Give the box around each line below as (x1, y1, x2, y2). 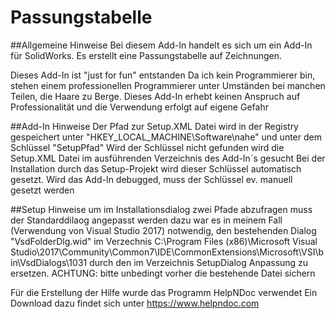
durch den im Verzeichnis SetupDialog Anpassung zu (89, 256, 309, 268)
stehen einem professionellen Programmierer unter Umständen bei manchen (10, 79, 326, 91)
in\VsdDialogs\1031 (10, 256, 88, 268)
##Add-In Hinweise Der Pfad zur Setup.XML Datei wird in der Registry (10, 120, 299, 132)
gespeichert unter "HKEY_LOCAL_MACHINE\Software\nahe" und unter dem (10, 131, 322, 143)
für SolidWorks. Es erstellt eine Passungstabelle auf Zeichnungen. (10, 49, 283, 61)
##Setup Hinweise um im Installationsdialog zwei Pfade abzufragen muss (10, 203, 313, 215)
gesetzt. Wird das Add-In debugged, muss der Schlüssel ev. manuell (10, 173, 293, 185)
